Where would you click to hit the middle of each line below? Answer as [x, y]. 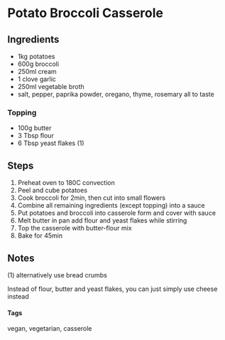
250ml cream [37, 71]
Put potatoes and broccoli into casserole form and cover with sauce [117, 213]
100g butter [34, 128]
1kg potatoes [36, 56]
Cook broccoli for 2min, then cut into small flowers [91, 198]
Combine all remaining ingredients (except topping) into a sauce [111, 206]
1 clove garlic [37, 79]
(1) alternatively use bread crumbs [57, 275]
